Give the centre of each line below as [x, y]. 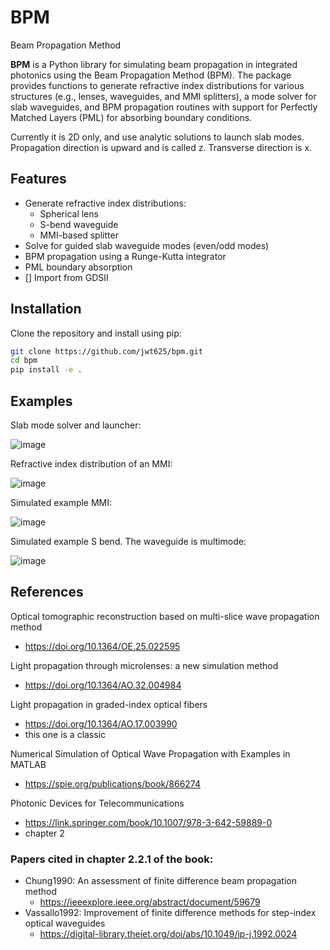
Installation [46, 309]
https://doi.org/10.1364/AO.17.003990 [101, 723]
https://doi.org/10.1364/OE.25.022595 [102, 646]
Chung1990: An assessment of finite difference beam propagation [160, 881]
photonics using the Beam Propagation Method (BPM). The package [151, 75]
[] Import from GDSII [66, 277]
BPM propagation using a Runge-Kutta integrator [125, 256]
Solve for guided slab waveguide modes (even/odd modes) [147, 245]
